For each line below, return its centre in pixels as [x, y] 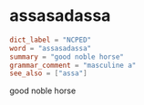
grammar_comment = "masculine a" [73, 65]
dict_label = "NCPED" [51, 40]
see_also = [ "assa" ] [49, 73]
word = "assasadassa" [51, 48]
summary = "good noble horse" [67, 57]
